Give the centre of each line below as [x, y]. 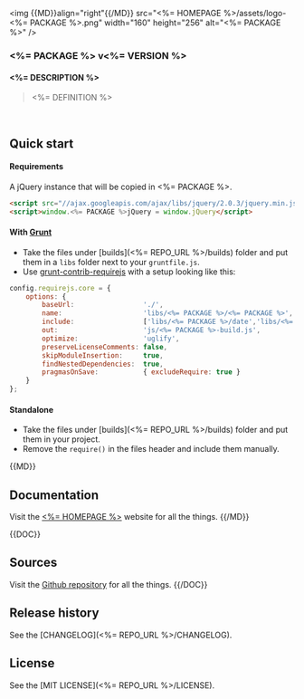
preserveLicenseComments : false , [105, 347]
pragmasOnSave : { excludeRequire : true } [142, 372]
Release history [54, 613]
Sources [33, 563]
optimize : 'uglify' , [111, 339]
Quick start [42, 144]
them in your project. [62, 439]
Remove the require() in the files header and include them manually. [151, 449]
